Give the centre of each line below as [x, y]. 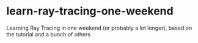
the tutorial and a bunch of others [49, 34]
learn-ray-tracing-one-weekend [90, 11]
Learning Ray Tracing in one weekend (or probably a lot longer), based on [99, 28]
